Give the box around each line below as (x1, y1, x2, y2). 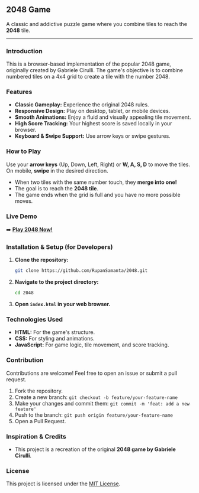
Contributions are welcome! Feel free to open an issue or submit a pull (6, 369, 178, 377)
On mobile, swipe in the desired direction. (6, 167, 108, 174)
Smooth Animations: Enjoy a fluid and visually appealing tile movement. (14, 113, 191, 121)
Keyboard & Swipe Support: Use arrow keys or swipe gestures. (14, 132, 171, 140)
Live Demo (6, 212, 37, 220)
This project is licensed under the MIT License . (6, 480, 121, 487)
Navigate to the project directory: (14, 278, 99, 286)
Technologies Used (6, 315, 63, 323)
